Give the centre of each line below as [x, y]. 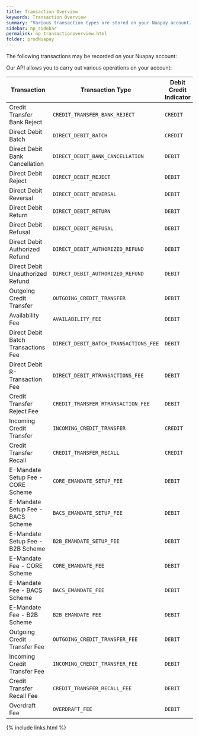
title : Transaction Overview [42, 12]
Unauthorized [28, 274]
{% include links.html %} [36, 728]
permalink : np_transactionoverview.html [57, 34]
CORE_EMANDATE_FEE [78, 566]
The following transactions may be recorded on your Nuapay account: [92, 56]
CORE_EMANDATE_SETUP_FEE [88, 481]
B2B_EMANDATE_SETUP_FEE [86, 541]
